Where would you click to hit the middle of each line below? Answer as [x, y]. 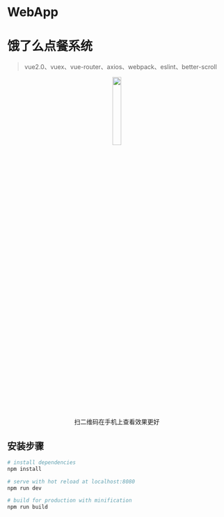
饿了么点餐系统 [50, 46]
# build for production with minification [70, 501]
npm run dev [24, 488]
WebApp [33, 12]
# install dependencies [42, 462]
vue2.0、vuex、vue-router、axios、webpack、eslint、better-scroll [120, 67]
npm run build [28, 507]
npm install [24, 469]
